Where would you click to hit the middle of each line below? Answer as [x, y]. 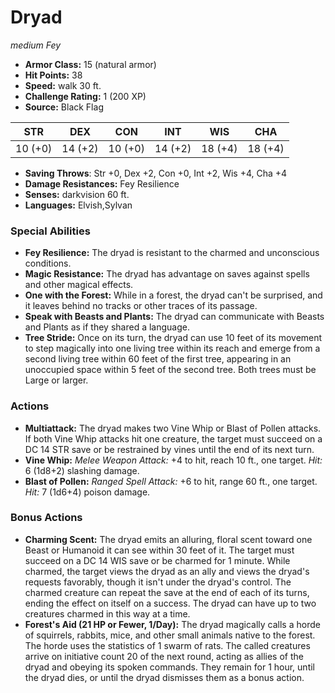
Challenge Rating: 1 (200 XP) [85, 96]
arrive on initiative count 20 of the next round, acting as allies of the [164, 656]
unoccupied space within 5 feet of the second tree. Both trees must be [170, 370]
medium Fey [36, 45]
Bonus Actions [46, 518]
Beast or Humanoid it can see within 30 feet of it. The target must [159, 550]
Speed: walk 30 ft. [63, 85]
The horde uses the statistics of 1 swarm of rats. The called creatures [167, 645]
